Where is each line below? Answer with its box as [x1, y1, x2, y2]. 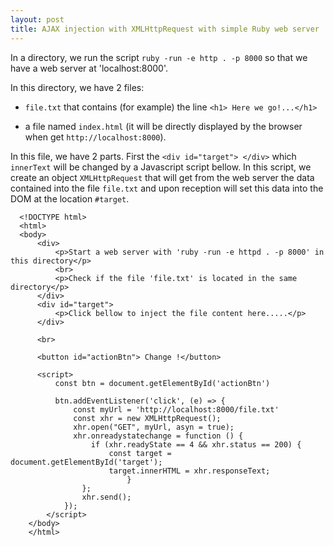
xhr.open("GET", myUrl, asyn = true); [73, 422, 235, 432]
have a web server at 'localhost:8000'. [10, 62, 168, 74]
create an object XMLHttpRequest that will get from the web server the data [10, 171, 315, 183]
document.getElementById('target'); [10, 457, 163, 467]
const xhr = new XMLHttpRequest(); [73, 413, 222, 423]
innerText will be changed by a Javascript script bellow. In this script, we [10, 161, 312, 173]
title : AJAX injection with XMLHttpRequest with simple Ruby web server [10, 24, 320, 34]
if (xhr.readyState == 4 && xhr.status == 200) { [90, 439, 302, 450]
